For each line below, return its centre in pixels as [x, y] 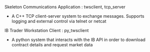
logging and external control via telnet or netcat [59, 21]
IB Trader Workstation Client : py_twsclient [47, 30]
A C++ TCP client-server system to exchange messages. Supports [78, 16]
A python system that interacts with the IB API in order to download [78, 40]
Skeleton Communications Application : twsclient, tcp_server [65, 7]
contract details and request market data [52, 45]
